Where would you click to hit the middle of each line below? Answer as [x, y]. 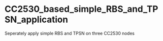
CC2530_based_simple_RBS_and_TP [81, 9]
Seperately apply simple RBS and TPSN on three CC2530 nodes [70, 33]
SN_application [36, 20]
